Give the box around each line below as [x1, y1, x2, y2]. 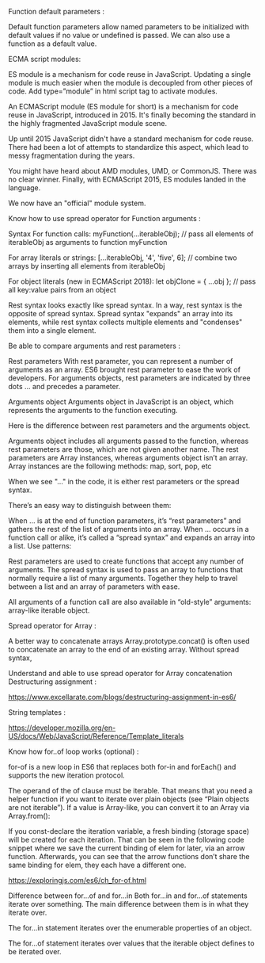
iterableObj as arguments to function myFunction [8, 238, 168, 246]
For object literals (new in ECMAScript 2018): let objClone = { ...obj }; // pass [8, 277, 256, 286]
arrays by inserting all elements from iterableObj [8, 262, 165, 270]
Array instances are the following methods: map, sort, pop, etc [8, 461, 212, 471]
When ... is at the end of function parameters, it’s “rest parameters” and [8, 516, 241, 525]
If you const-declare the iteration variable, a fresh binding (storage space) [8, 827, 250, 835]
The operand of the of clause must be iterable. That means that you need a [8, 786, 253, 795]
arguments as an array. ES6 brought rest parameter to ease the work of [8, 365, 241, 374]
